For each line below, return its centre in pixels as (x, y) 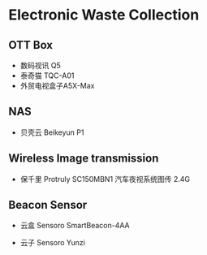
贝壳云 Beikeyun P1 (52, 132)
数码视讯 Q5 (40, 65)
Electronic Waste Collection (104, 15)
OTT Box (31, 45)
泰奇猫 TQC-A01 (47, 76)
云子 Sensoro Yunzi (52, 243)
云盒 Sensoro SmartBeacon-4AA (75, 226)
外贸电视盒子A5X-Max (57, 86)
